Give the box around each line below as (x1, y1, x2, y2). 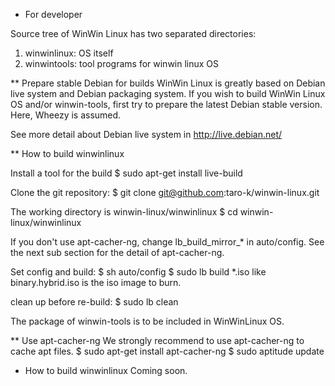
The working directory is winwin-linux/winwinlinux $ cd (10, 206, 238, 218)
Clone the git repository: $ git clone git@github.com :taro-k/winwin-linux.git (10, 187, 320, 198)
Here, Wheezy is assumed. (10, 109, 122, 121)
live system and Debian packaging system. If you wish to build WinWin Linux (10, 88, 326, 99)
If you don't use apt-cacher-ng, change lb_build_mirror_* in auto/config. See (10, 236, 325, 248)
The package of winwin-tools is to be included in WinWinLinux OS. (10, 315, 285, 327)
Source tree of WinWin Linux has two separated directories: (10, 28, 257, 39)
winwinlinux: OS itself (24, 47, 114, 59)
